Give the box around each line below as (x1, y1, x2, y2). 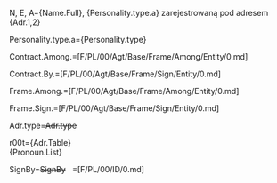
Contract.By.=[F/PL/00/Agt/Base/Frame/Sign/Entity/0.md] (9, 68, 221, 79)
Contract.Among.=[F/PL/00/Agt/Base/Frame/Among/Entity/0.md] (9, 52, 248, 61)
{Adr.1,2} (9, 17, 41, 28)
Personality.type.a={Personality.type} (9, 35, 147, 44)
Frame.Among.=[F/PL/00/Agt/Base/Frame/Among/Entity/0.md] (9, 86, 240, 96)
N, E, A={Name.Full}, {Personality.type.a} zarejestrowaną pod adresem (9, 8, 269, 18)
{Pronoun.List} (9, 147, 62, 157)
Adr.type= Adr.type (9, 120, 77, 131)
